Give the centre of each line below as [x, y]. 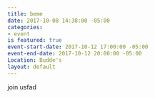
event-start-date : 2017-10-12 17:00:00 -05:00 [78, 47]
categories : [25, 27]
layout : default [31, 67]
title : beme [25, 14]
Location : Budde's [35, 60]
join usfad [22, 87]
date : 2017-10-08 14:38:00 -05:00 [59, 21]
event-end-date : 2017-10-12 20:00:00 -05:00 [75, 54]
